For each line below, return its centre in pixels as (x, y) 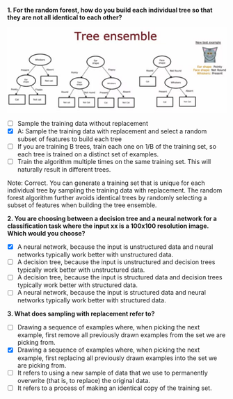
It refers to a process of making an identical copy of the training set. (114, 388)
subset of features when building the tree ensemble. (82, 205)
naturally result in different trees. (64, 170)
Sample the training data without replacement (82, 123)
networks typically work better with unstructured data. (95, 255)
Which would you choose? (46, 234)
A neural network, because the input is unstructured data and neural (115, 247)
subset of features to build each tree (70, 139)
